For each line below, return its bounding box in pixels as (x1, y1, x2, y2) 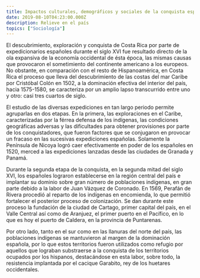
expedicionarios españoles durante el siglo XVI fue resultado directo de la (6, 48, 187, 55)
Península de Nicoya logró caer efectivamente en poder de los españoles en (6, 142, 193, 149)
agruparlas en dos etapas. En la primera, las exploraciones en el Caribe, (6, 110, 183, 117)
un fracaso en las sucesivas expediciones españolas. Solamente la (6, 135, 170, 143)
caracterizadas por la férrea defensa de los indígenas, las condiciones (6, 117, 179, 124)
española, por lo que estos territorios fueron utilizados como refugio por (6, 240, 183, 248)
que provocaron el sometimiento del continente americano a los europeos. (6, 61, 189, 68)
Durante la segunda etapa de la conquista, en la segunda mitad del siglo (6, 166, 183, 173)
